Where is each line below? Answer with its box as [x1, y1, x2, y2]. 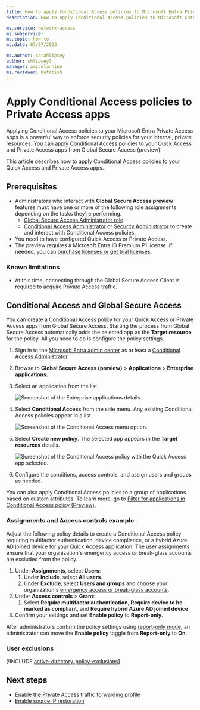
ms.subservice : [6, 30, 44, 36]
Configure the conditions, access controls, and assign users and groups [14, 471, 192, 478]
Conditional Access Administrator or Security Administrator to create [23, 223, 192, 230]
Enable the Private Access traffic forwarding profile [14, 691, 141, 698]
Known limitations [6, 263, 60, 272]
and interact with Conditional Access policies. [23, 229, 136, 236]
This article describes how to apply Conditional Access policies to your [6, 158, 180, 165]
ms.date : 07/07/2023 [6, 42, 58, 48]
